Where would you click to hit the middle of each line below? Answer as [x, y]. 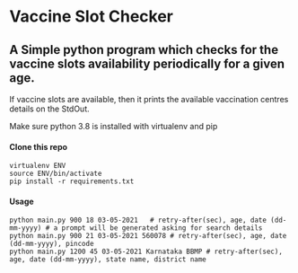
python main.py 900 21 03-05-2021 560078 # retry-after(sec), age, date [148, 236]
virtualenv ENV [38, 166]
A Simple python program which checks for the [144, 50]
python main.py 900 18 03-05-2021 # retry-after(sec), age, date [138, 220]
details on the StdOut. [49, 109]
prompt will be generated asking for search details [162, 228]
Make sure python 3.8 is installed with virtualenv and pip [114, 126]
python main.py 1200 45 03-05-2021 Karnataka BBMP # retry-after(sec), [146, 252]
